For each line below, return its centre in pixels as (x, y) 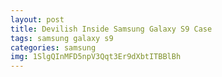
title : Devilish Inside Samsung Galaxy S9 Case (111, 29)
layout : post (37, 19)
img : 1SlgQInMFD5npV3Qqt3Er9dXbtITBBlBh (96, 57)
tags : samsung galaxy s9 (62, 38)
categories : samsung (53, 47)
